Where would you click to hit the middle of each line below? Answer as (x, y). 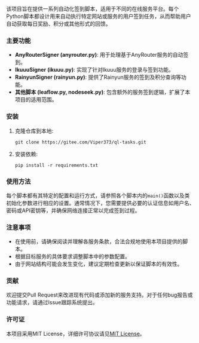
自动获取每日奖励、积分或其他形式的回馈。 (59, 24)
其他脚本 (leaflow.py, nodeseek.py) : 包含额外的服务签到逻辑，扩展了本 (102, 92)
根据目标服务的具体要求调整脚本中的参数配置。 (72, 256)
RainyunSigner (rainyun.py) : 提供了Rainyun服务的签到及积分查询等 (98, 77)
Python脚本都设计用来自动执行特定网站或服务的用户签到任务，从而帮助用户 (99, 16)
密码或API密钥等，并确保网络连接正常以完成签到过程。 (73, 210)
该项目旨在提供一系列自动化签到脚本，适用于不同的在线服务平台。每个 (93, 9)
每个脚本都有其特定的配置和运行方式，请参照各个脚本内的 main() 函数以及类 (98, 195)
